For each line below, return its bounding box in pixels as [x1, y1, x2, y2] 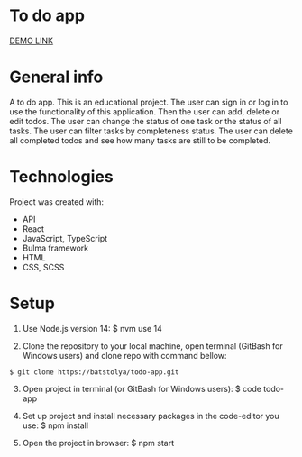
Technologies [9, 167, 114, 187]
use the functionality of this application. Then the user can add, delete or [9, 105, 280, 117]
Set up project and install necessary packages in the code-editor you [22, 410, 279, 421]
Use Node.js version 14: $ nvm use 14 [22, 323, 162, 334]
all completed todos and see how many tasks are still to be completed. [9, 134, 271, 145]
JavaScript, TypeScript [22, 233, 108, 243]
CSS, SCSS [22, 261, 65, 272]
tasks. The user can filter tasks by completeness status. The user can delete [9, 125, 293, 136]
